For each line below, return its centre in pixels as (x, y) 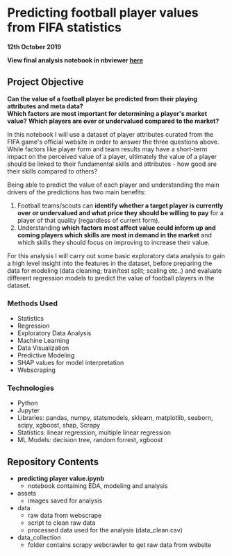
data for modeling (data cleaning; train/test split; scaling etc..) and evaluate (115, 270)
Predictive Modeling (46, 355)
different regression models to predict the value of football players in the (111, 278)
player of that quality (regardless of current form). (89, 220)
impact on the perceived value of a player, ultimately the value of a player (112, 156)
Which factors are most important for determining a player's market (107, 113)
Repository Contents (53, 462)
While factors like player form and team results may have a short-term (107, 149)
